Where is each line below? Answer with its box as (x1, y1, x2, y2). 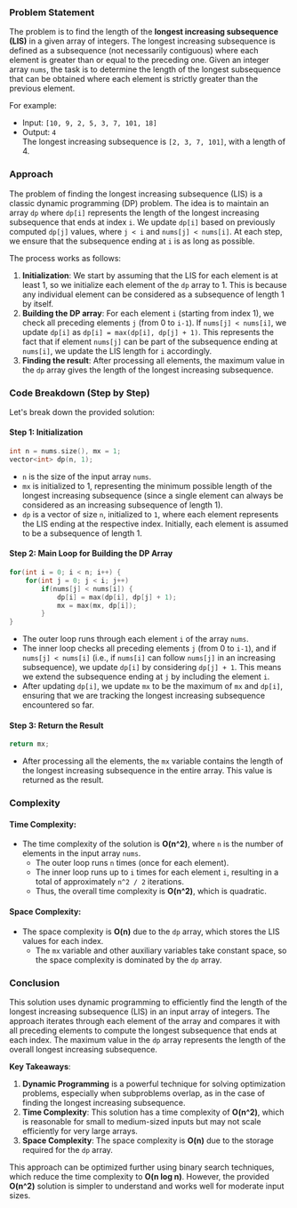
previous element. (9, 83, 76, 94)
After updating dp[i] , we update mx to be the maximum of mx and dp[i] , (21, 681, 283, 692)
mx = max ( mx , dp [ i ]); (56, 601, 138, 610)
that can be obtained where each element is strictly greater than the (9, 74, 259, 84)
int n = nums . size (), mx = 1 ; (9, 447, 122, 456)
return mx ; (9, 740, 50, 748)
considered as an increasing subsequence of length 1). (21, 500, 224, 510)
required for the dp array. (21, 1144, 114, 1155)
